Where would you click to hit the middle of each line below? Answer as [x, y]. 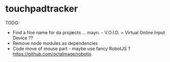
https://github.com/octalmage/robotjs [52, 54]
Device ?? [23, 38]
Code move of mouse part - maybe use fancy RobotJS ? [71, 48]
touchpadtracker [42, 9]
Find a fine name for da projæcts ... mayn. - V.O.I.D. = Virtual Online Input [89, 32]
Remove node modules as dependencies [55, 43]
